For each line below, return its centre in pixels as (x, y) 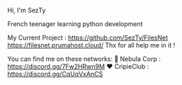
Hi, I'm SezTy (27, 10)
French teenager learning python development (75, 24)
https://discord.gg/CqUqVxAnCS (55, 74)
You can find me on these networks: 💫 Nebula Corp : (84, 59)
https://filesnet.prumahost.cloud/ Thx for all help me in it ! (91, 45)
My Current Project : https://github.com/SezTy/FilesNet (88, 38)
